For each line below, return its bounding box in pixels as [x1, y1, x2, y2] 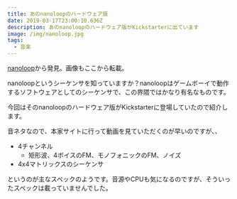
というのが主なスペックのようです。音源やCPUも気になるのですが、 [7, 175, 206, 183]
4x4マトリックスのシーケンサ [17, 160, 104, 168]
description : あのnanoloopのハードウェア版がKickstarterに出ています [7, 23, 199, 31]
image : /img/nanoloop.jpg [7, 30, 84, 38]
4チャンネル [17, 142, 53, 150]
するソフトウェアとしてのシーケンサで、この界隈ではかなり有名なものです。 [7, 88, 230, 96]
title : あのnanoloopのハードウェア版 [7, 10, 109, 18]
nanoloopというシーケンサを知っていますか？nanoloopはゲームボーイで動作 [7, 79, 229, 87]
